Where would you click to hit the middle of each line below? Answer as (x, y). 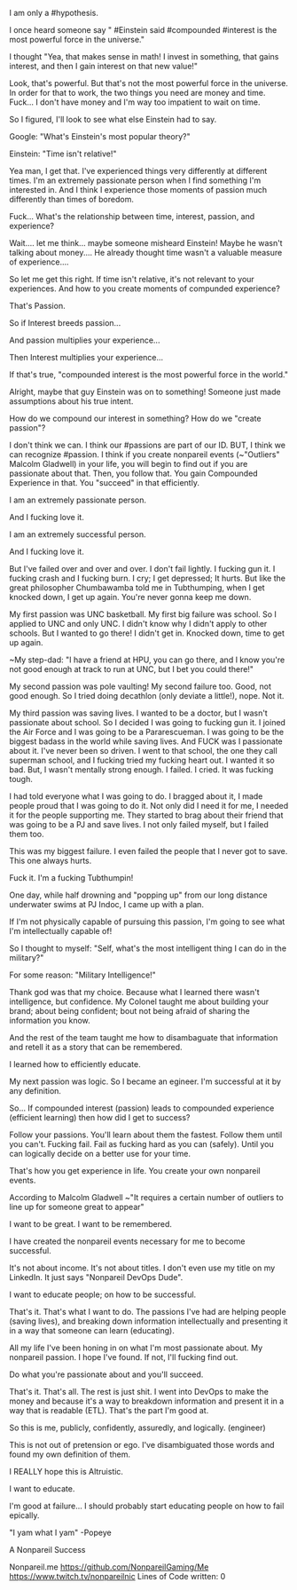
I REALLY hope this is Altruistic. (66, 1471)
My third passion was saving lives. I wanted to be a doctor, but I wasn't (138, 713)
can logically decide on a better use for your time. (100, 1154)
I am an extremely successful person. (78, 534)
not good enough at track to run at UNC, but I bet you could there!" (132, 669)
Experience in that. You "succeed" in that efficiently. (104, 483)
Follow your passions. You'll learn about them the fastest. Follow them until (146, 1135)
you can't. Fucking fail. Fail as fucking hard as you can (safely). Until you (141, 1144)
